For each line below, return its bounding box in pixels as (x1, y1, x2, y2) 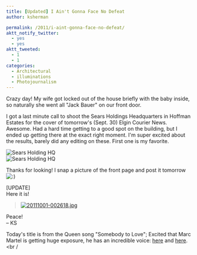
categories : (6, 63, 35, 69)
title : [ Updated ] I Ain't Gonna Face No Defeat (6, 8, 125, 15)
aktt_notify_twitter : (6, 30, 59, 36)
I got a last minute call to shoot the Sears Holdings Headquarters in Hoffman (6, 113, 191, 120)
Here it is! (6, 191, 29, 198)
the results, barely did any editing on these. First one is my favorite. (6, 138, 169, 145)
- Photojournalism (11, 79, 57, 85)
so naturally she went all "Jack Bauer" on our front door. (6, 101, 142, 108)
